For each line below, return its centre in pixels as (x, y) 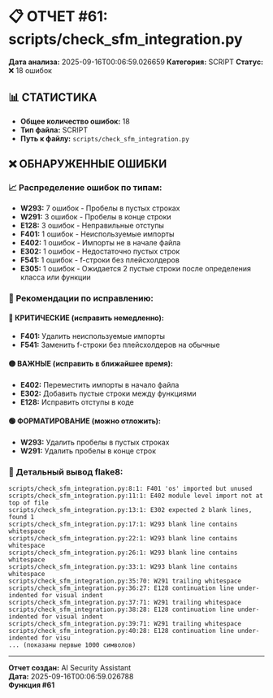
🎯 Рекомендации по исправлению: (81, 298)
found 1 (22, 518)
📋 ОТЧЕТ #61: (58, 17)
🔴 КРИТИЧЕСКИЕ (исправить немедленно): (86, 318)
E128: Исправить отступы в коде (77, 402)
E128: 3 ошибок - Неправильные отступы (92, 226)
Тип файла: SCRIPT (54, 130)
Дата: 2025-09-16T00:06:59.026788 (71, 677)
